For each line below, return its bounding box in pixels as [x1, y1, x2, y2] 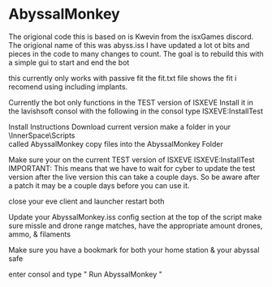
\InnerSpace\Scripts [8, 131, 76, 140]
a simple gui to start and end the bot [8, 58, 130, 67]
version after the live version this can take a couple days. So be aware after [8, 172, 261, 182]
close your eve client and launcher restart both [8, 196, 165, 206]
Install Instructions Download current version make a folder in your [8, 122, 231, 131]
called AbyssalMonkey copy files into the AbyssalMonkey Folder [8, 139, 223, 148]
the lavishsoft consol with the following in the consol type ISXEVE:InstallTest [8, 106, 264, 116]
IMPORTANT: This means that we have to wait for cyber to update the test [8, 163, 256, 173]
